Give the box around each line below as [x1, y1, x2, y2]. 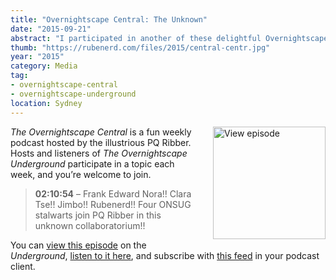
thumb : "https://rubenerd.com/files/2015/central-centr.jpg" [10, 42, 271, 53]
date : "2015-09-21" [10, 24, 92, 34]
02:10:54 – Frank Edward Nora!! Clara [34, 187, 192, 200]
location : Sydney [10, 98, 83, 108]
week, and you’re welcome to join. [10, 168, 152, 180]
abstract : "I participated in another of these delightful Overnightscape [10, 33, 329, 43]
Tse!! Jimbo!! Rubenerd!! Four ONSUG [34, 198, 192, 210]
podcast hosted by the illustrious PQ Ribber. [10, 136, 192, 148]
